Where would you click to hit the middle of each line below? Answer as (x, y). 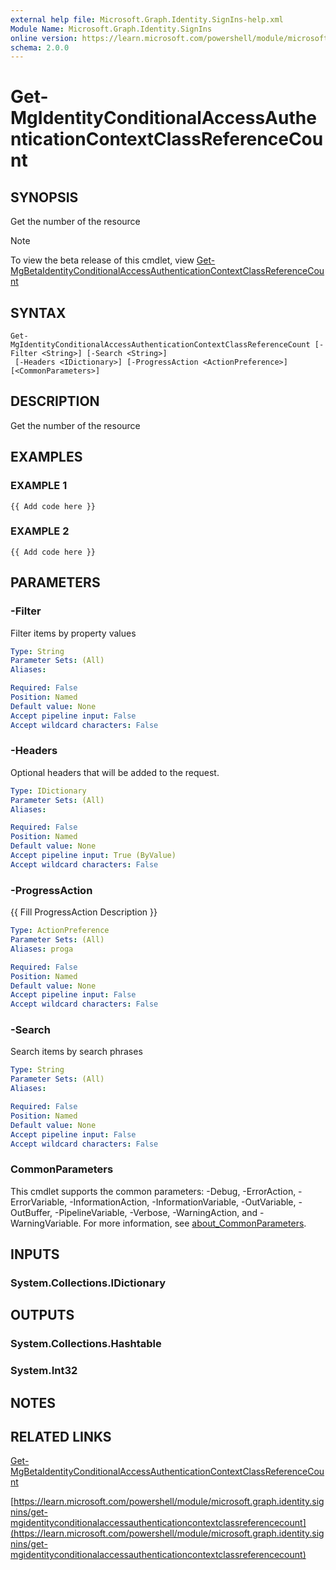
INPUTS (35, 1254)
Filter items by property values (73, 633)
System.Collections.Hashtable (86, 1344)
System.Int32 (44, 1371)
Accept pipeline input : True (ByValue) (93, 856)
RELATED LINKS (61, 1437)
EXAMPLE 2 (40, 531)
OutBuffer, (31, 1212)
